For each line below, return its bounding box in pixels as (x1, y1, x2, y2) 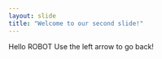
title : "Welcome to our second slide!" (8, 19, 144, 27)
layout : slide (8, 11, 57, 20)
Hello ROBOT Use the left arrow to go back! (8, 41, 155, 51)
